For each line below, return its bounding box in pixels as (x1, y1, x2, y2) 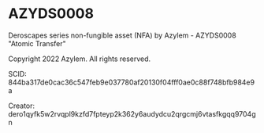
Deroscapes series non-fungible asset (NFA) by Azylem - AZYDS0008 (8, 31, 236, 40)
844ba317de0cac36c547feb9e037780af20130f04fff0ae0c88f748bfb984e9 (8, 77, 255, 87)
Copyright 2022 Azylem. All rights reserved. (8, 54, 151, 63)
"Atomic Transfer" (8, 38, 66, 48)
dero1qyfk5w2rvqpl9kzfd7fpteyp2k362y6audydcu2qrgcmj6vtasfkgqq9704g (8, 109, 256, 118)
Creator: (8, 101, 35, 110)
